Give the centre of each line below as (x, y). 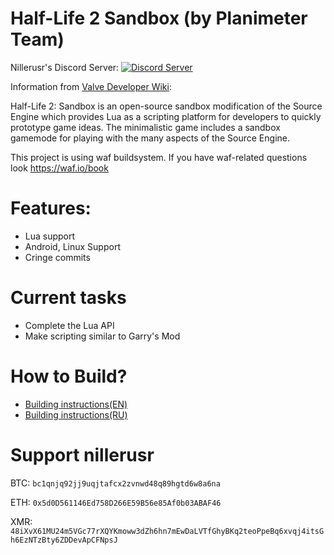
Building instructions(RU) (76, 414)
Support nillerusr (82, 454)
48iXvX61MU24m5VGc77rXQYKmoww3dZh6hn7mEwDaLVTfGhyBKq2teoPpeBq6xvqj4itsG (167, 531)
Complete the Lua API (69, 325)
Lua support (50, 236)
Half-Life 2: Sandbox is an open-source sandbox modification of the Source (166, 106)
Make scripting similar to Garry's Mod (102, 336)
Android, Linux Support (72, 246)
